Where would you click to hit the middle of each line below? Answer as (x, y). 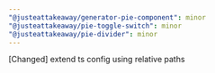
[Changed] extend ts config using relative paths (97, 60)
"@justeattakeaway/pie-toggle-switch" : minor (95, 26)
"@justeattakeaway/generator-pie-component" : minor (107, 17)
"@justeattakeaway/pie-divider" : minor (83, 34)
